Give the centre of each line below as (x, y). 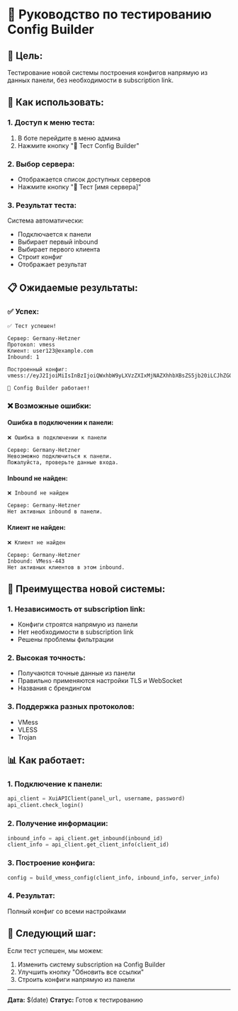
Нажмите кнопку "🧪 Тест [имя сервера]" (79, 186)
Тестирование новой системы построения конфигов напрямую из (108, 73)
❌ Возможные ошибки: (50, 405)
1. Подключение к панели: (55, 784)
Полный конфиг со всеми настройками (67, 911)
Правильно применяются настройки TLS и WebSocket (100, 681)
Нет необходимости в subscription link (75, 632)
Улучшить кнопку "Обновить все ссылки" (81, 972)
